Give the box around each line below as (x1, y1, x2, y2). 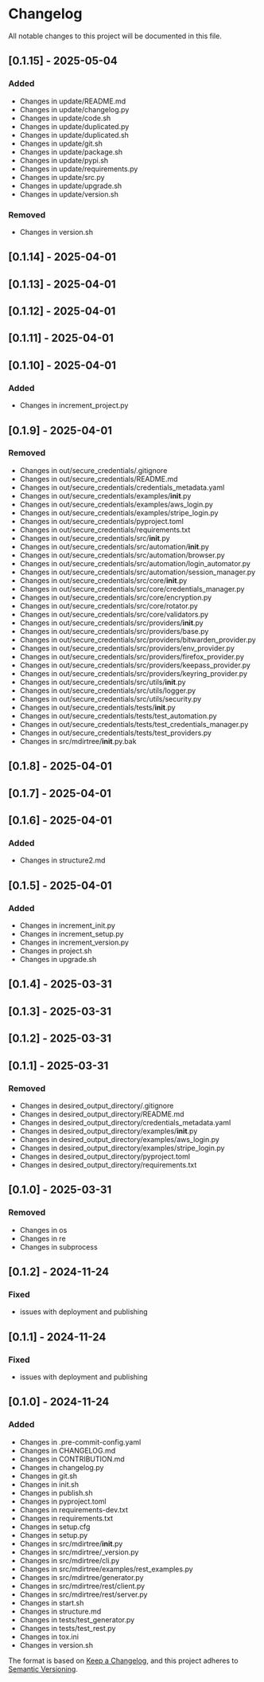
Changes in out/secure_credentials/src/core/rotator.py (19, 600, 199, 610)
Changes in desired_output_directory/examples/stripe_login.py (19, 1143, 225, 1152)
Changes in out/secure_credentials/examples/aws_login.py (19, 499, 213, 509)
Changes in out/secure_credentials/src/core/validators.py (19, 609, 209, 619)
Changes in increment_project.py (19, 401, 129, 410)
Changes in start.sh (19, 1598, 84, 1607)
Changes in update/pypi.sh (19, 155, 109, 165)
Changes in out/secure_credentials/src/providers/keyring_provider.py (19, 668, 248, 678)
